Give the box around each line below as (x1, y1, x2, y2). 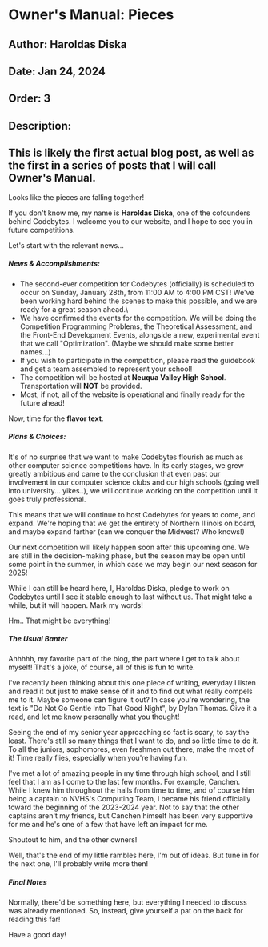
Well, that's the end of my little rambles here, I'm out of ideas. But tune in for (8, 850, 260, 861)
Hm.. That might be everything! (8, 616, 111, 625)
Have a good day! (8, 930, 66, 940)
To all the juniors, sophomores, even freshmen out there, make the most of (8, 745, 254, 754)
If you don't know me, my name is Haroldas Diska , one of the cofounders (8, 208, 250, 218)
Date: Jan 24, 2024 (8, 64, 106, 78)
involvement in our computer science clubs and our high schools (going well (8, 477, 260, 487)
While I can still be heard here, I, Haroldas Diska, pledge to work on (8, 583, 230, 593)
